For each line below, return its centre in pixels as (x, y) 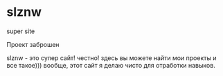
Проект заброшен (33, 44)
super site (21, 31)
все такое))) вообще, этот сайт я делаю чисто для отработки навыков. (111, 65)
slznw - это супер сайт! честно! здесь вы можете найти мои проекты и (111, 58)
